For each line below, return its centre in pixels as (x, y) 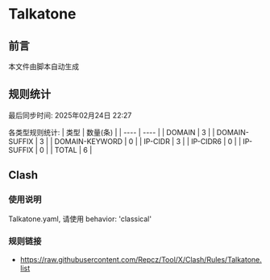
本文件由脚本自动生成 (44, 66)
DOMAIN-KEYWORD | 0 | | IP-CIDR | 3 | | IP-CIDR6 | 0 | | (148, 141)
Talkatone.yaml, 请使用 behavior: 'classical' (80, 219)
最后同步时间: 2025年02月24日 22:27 (70, 115)
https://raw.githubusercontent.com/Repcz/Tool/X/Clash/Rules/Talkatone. (141, 259)
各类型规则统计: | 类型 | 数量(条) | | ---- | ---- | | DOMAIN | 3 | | (112, 132)
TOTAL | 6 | (73, 150)
